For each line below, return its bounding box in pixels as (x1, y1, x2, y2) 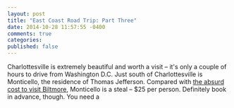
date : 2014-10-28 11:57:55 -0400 (7, 23, 106, 30)
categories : (7, 37, 42, 44)
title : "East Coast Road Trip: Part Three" (7, 17, 137, 24)
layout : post (7, 10, 46, 18)
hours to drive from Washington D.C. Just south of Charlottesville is (7, 70, 203, 78)
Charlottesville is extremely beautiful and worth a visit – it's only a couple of (7, 63, 227, 71)
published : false (7, 43, 58, 50)
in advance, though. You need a (7, 92, 100, 101)
